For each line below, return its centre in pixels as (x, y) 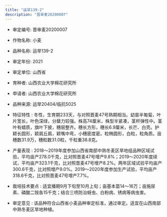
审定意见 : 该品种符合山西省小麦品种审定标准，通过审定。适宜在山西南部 (86, 203)
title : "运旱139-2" (25, 10)
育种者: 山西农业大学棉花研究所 (44, 83)
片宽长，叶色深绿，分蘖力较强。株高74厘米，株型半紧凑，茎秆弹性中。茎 (87, 121)
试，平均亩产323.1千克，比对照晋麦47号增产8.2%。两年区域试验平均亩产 (87, 163)
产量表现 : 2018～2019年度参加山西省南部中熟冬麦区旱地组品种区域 (81, 150)
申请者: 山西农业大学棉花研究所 (44, 93)
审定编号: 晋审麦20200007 (40, 29)
